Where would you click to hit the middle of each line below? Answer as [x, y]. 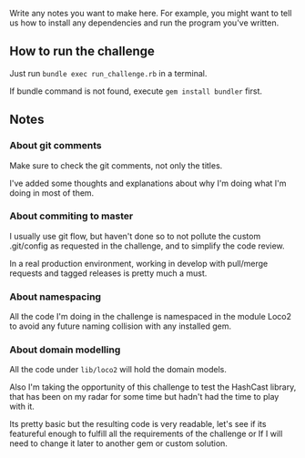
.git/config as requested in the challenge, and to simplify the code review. [147, 246]
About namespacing [56, 297]
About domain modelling [65, 350]
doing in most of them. [52, 193]
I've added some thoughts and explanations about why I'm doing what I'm [148, 183]
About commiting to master [71, 216]
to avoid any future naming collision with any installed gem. [121, 326]
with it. [22, 407]
